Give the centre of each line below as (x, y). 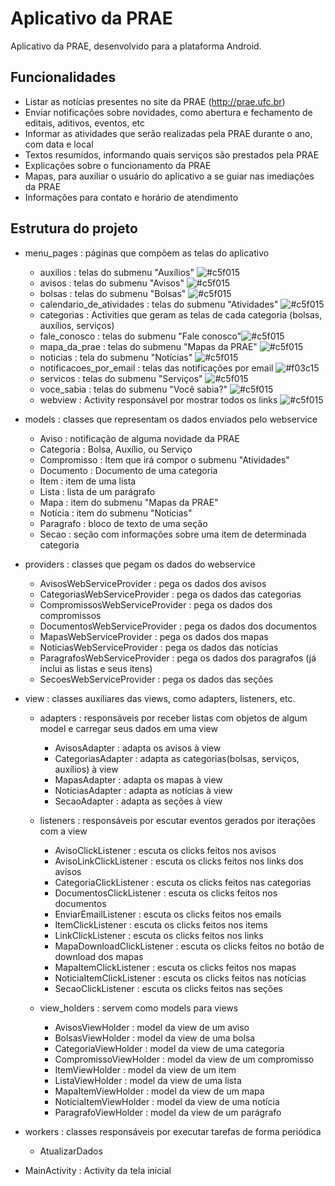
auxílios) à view (86, 769)
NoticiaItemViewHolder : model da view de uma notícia (167, 1101)
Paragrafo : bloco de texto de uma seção (123, 523)
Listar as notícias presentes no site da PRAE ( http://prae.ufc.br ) (155, 101)
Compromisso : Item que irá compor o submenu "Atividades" (164, 459)
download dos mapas (99, 956)
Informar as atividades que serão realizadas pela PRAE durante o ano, (168, 133)
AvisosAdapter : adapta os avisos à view (138, 748)
